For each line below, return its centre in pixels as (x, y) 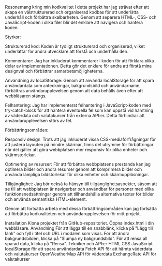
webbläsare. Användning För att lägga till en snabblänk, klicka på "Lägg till (79, 228)
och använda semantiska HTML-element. (46, 199)
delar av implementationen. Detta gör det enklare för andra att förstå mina (79, 66)
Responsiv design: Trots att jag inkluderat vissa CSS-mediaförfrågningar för (81, 139)
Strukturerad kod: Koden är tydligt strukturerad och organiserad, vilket (75, 46)
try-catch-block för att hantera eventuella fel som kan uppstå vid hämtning (79, 110)
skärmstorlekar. (21, 155)
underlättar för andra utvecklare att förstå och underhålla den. (67, 51)
